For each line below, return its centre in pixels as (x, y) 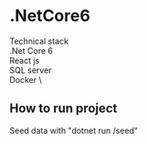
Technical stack (39, 41)
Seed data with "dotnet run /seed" (74, 130)
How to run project (63, 109)
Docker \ (26, 79)
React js (25, 60)
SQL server (31, 70)
